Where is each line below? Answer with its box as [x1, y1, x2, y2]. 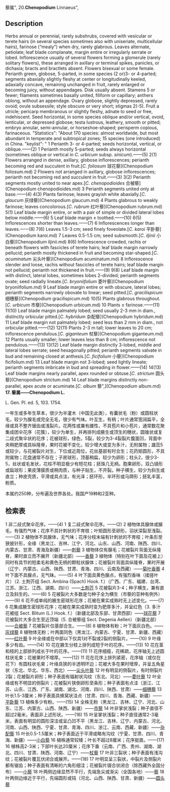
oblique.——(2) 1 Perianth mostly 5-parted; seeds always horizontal [5, 146, 146, 152]
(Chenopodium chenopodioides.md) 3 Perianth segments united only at [5, 186, 155, 192]
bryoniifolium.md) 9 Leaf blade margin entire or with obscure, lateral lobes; [5, 284, 161, 290]
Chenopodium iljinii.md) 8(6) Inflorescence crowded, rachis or [17, 238, 147, 245]
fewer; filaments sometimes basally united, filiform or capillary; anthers [5, 92, 153, 98]
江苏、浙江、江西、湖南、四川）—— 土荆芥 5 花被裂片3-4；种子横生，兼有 [5, 584, 160, 591]
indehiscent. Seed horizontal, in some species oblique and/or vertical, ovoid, [5, 114, 165, 120]
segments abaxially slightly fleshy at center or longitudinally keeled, [5, 76, 147, 82]
